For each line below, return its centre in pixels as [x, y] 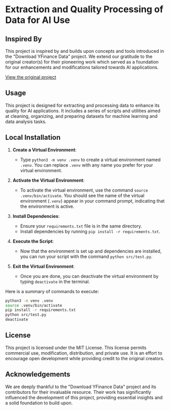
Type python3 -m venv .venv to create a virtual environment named [90, 160]
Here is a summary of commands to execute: [52, 291]
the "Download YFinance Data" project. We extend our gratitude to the [79, 56]
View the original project [31, 77]
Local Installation [33, 137]
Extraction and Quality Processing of [84, 9]
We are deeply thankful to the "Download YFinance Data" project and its [81, 387]
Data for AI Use [38, 20]
